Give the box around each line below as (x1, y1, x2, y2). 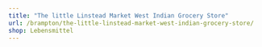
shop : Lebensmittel (8, 26, 74, 34)
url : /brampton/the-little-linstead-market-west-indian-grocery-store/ (8, 19, 254, 27)
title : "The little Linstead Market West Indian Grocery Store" (8, 11, 229, 20)
